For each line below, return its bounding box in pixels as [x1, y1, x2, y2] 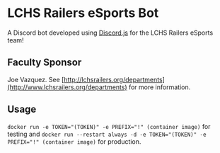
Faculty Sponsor [7, 57, 82, 69]
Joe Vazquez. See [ [7, 75, 64, 84]
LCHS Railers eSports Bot [7, 5, 159, 21]
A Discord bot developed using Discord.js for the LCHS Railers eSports [7, 28, 214, 37]
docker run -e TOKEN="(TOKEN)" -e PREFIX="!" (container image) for [7, 122, 211, 130]
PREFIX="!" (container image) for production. [7, 137, 141, 146]
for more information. [128, 83, 191, 91]
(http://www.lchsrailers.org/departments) [7, 83, 127, 91]
